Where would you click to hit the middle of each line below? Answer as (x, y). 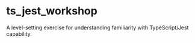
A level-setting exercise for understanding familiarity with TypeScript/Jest (97, 27)
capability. (19, 33)
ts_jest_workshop (52, 11)
